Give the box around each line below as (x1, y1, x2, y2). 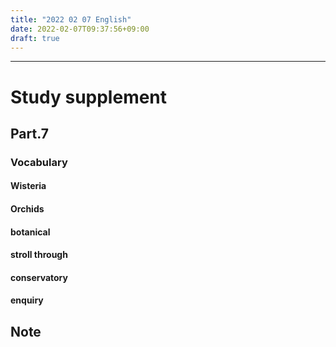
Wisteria (10, 180, 47, 192)
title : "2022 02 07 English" (10, 14, 132, 25)
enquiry (10, 294, 44, 306)
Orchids (10, 203, 45, 215)
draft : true (10, 33, 60, 43)
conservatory (10, 271, 68, 283)
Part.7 (10, 125, 49, 142)
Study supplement (10, 86, 168, 108)
